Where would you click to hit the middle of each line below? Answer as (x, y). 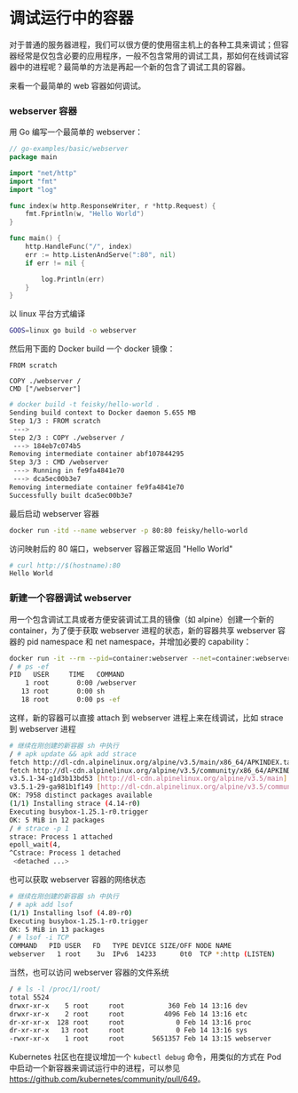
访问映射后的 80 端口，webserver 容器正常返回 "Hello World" (121, 549)
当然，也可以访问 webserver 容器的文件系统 (89, 972)
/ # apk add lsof (41, 904)
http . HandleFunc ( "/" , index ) (79, 247)
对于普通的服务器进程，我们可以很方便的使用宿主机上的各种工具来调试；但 (145, 44)
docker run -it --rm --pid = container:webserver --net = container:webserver (150, 658)
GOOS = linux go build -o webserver (73, 331)
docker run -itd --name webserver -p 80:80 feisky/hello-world (129, 530)
